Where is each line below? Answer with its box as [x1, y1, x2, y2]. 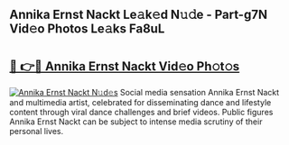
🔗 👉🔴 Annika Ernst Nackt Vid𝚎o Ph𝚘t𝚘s [9, 59, 240, 74]
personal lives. [9, 126, 64, 136]
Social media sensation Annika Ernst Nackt [119, 87, 280, 97]
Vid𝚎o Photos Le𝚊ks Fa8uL [9, 22, 165, 37]
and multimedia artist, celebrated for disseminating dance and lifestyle [9, 97, 272, 107]
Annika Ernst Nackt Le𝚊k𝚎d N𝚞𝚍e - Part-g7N [9, 7, 268, 23]
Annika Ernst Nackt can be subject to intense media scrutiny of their [9, 116, 263, 127]
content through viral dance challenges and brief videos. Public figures [9, 107, 274, 117]
